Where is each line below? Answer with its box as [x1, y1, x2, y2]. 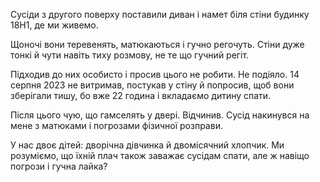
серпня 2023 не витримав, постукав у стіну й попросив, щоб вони [10, 79, 295, 91]
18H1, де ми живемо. [10, 19, 99, 31]
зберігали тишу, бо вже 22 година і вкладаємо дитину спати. [10, 90, 272, 101]
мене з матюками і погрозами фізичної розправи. [10, 120, 223, 131]
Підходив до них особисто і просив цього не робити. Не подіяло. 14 [10, 69, 300, 80]
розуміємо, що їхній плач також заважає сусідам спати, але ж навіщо [10, 150, 310, 161]
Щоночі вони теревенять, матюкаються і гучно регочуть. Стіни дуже [10, 39, 305, 50]
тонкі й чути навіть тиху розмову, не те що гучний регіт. [10, 49, 250, 61]
